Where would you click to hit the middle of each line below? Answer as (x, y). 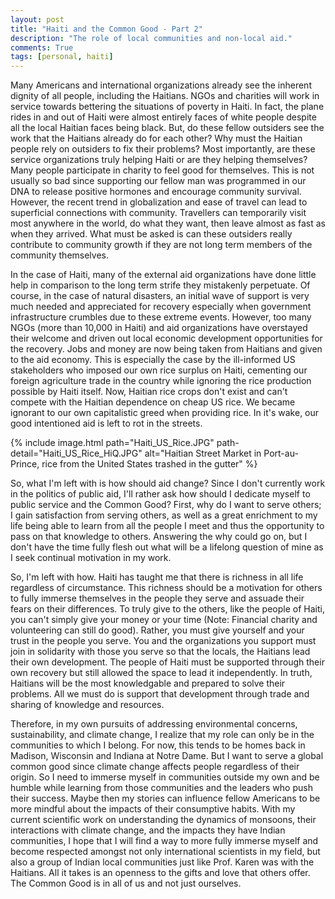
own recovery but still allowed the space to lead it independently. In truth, (161, 673)
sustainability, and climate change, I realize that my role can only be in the (162, 735)
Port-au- (281, 453)
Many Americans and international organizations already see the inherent (161, 85)
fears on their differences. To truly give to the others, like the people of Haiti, (167, 609)
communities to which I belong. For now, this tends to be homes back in (158, 745)
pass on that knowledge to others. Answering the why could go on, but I (159, 537)
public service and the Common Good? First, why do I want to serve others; (166, 505)
